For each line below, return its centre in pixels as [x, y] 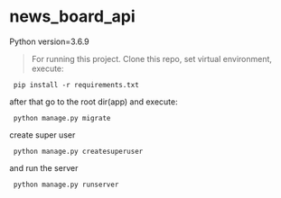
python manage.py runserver [66, 184]
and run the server [44, 167]
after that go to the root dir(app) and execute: [94, 102]
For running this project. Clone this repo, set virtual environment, [152, 58]
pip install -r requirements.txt [76, 85]
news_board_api [72, 17]
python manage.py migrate [62, 118]
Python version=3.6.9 [50, 41]
